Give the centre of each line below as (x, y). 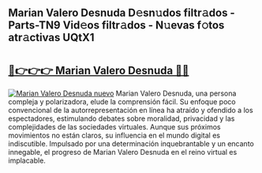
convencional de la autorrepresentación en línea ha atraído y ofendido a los (131, 110)
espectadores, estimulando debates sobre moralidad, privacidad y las (122, 118)
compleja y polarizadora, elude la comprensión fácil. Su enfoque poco (122, 102)
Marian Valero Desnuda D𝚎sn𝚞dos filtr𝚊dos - (122, 13)
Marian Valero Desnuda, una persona (176, 93)
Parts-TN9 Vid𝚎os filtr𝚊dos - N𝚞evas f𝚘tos (116, 26)
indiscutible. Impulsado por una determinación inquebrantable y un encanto (131, 144)
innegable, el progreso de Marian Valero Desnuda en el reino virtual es (123, 152)
